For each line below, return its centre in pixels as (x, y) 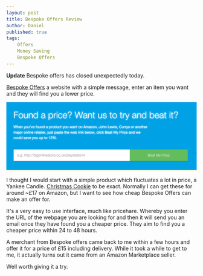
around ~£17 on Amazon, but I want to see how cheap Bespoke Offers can (99, 193)
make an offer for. (28, 199)
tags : (13, 38)
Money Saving (34, 51)
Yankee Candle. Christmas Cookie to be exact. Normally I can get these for (99, 186)
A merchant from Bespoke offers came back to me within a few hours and (98, 242)
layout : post (23, 13)
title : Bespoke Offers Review (44, 19)
